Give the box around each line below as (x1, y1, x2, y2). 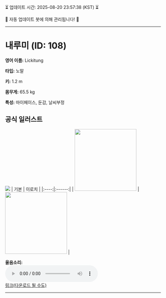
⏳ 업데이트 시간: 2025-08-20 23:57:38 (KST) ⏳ (5, 4, 99, 10)
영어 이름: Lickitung (5, 57, 43, 63)
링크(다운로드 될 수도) (5, 282, 47, 288)
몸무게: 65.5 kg (5, 88, 35, 95)
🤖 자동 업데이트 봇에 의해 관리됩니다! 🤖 (5, 16, 80, 22)
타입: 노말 (5, 68, 24, 74)
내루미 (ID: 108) (5, 40, 67, 51)
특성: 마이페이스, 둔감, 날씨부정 (5, 99, 65, 105)
